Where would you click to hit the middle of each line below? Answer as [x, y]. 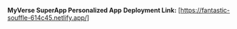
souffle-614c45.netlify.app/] [48, 18]
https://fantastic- [205, 10]
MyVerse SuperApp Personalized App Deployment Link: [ [94, 10]
